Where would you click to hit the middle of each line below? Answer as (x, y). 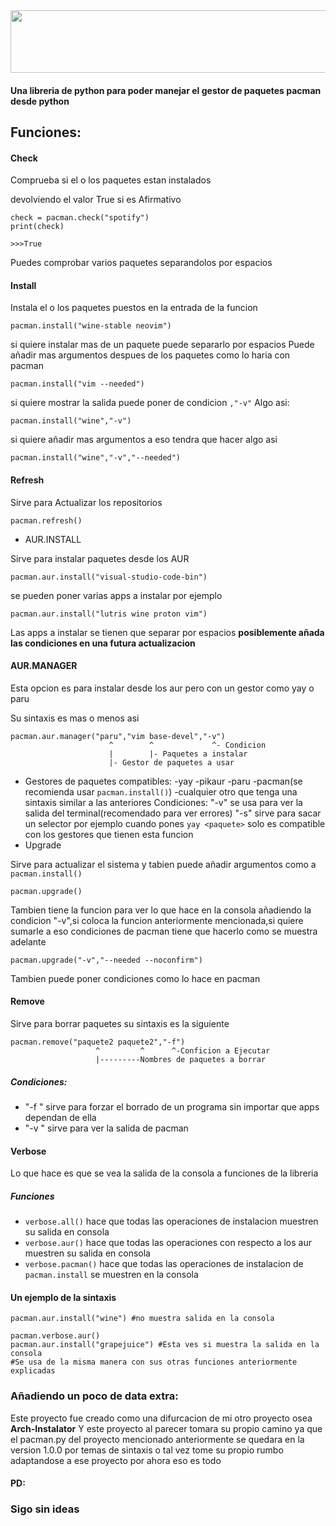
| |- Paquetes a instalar (178, 754)
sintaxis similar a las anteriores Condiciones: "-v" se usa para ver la (163, 802)
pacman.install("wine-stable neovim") (91, 326)
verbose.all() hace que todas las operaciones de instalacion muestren (171, 1221)
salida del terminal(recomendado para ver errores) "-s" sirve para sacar (173, 813)
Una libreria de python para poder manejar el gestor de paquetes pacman (166, 90)
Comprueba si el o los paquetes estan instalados (111, 180)
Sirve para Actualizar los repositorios (86, 502)
